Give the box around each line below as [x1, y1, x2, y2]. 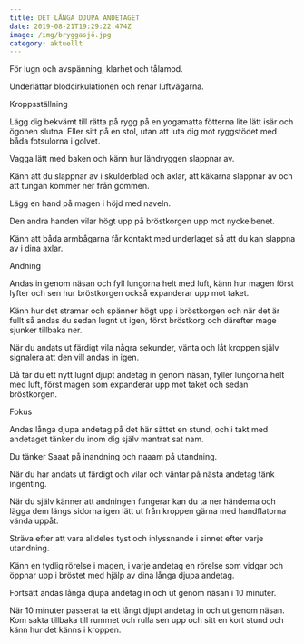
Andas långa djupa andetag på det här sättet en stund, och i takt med [9, 424, 269, 435]
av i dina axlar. [9, 243, 64, 254]
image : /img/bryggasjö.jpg [9, 30, 112, 39]
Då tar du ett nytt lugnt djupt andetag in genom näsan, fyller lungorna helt [9, 370, 285, 381]
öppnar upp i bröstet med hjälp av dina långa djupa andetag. [9, 570, 235, 581]
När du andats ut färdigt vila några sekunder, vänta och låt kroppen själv [9, 342, 279, 353]
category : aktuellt [9, 38, 83, 48]
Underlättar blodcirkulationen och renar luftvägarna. [9, 81, 204, 92]
